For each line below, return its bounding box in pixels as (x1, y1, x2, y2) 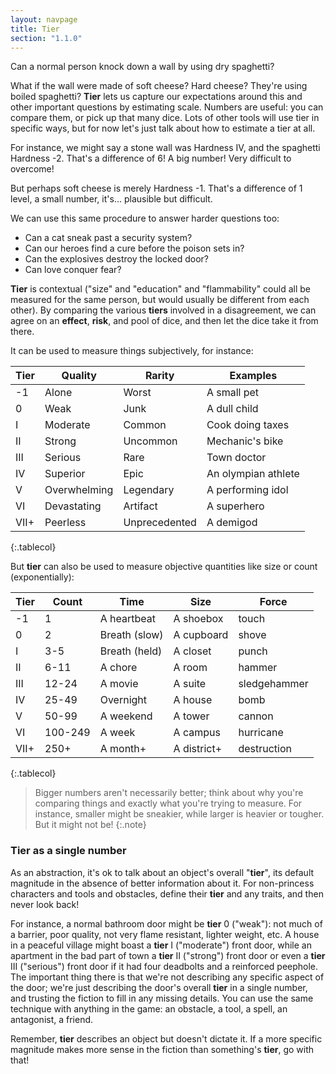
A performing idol (206, 483, 289, 497)
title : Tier (10, 24, 60, 34)
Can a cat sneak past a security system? (24, 232, 193, 244)
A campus (173, 726, 221, 740)
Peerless (44, 516, 87, 530)
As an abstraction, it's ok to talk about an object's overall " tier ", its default (10, 866, 315, 878)
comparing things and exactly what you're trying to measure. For (34, 797, 303, 810)
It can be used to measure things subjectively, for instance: (10, 345, 254, 357)
